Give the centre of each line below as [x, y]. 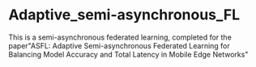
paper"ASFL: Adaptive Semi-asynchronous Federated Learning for [119, 45]
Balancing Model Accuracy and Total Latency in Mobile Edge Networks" [128, 54]
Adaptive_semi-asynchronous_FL [124, 15]
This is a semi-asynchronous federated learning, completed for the [120, 37]
